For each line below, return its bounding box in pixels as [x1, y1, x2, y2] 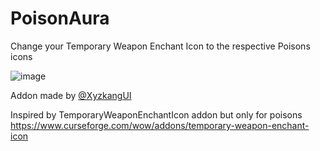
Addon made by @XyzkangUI [10, 89, 132, 101]
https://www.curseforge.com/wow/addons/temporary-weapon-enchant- [10, 119, 310, 131]
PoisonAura [10, 7, 110, 30]
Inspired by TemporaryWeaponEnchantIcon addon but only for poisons [10, 108, 303, 121]
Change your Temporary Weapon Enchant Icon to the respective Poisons [10, 40, 311, 52]
